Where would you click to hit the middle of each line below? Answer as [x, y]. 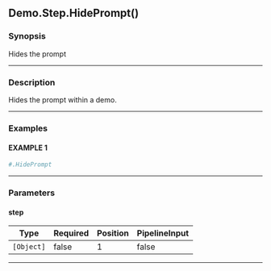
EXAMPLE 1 [28, 148]
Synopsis [27, 36]
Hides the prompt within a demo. [63, 99]
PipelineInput [163, 233]
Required [71, 233]
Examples [28, 128]
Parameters [31, 193]
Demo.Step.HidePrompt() [74, 13]
